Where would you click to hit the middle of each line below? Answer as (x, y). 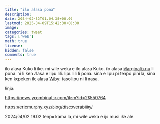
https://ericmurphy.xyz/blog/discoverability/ (49, 107)
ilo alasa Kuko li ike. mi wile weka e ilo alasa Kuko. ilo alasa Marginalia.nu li (80, 69)
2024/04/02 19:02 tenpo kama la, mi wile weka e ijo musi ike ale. (70, 117)
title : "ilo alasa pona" (30, 9)
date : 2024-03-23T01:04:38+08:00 (39, 18)
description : (18, 14)
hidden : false (19, 50)
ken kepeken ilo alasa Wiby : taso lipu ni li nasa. (52, 79)
